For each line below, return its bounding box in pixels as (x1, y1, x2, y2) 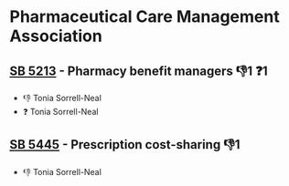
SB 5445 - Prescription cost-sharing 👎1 (9, 137, 241, 152)
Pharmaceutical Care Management (9, 6, 281, 27)
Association (9, 26, 102, 46)
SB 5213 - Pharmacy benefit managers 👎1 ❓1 (9, 63, 268, 78)
